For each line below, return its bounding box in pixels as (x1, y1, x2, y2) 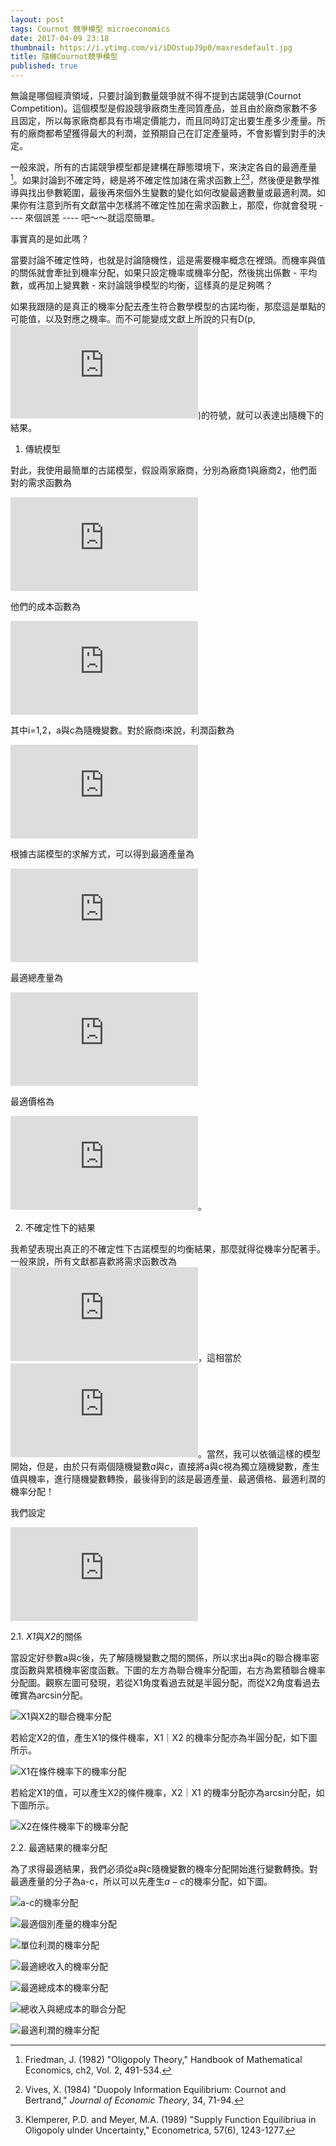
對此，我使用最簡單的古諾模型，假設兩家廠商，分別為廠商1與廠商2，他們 (10, 464, 309, 476)
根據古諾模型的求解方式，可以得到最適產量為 (10, 847, 195, 860)
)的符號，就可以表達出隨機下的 (198, 409, 325, 421)
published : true (10, 61, 78, 71)
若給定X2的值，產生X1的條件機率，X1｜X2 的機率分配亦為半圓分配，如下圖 (10, 1731, 318, 1743)
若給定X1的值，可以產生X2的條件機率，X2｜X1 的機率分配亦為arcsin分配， (10, 1786, 317, 1798)
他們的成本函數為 (10, 600, 81, 612)
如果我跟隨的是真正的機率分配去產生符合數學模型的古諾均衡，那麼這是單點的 (10, 300, 326, 312)
